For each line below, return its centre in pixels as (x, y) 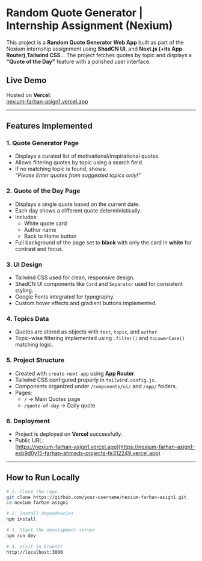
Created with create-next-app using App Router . (75, 373)
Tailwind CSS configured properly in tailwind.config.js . (85, 380)
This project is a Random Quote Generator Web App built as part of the (95, 42)
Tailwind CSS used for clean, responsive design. (75, 277)
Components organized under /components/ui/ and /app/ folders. (96, 386)
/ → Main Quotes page (52, 399)
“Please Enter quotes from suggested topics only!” (78, 175)
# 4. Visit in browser (35, 547)
